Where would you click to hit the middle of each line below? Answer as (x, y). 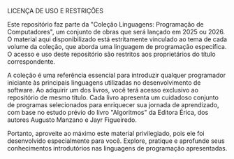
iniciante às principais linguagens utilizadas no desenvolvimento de (104, 83)
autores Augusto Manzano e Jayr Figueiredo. (72, 120)
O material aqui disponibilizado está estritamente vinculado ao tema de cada (117, 39)
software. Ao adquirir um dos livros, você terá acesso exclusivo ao (103, 90)
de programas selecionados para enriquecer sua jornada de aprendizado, (113, 105)
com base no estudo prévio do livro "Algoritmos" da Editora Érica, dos (108, 112)
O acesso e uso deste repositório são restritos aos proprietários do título (111, 54)
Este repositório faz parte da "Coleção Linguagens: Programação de (105, 24)
